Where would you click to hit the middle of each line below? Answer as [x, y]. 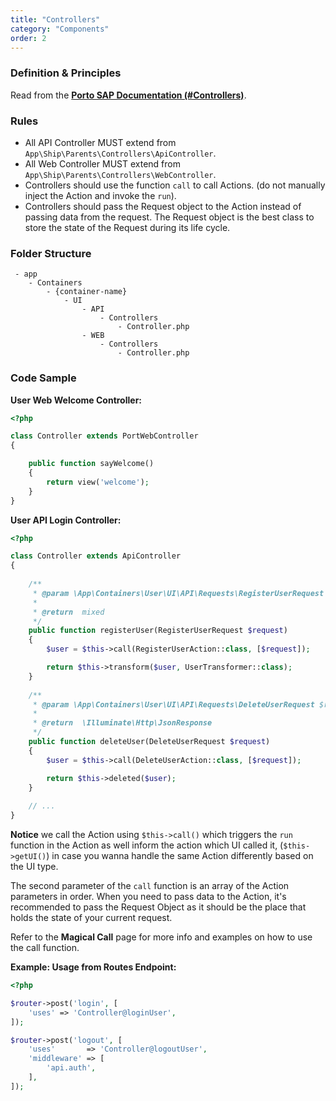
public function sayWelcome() [91, 464]
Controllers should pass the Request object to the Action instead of [163, 206]
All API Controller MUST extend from [100, 142]
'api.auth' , [71, 1068]
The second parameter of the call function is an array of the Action [150, 886]
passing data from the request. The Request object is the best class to [169, 217]
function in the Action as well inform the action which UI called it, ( [147, 845]
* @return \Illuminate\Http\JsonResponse [122, 723]
